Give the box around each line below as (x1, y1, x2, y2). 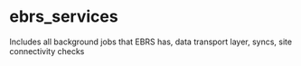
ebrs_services (9, 6, 119, 27)
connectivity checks (9, 45, 85, 56)
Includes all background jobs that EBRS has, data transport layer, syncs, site (9, 36, 292, 47)
